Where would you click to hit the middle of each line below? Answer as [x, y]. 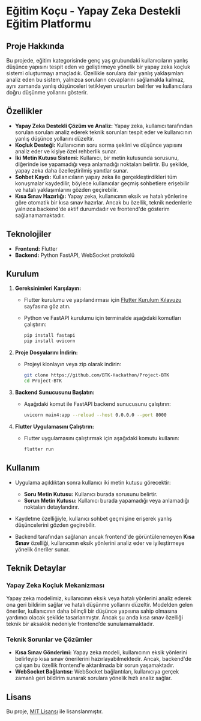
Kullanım [23, 468]
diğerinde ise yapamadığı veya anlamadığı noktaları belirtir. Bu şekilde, [102, 164]
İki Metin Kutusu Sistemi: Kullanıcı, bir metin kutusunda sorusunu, [97, 158]
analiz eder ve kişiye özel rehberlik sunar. [66, 151]
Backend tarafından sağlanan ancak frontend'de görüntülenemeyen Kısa [105, 536]
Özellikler [25, 112]
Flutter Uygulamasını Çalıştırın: [54, 426]
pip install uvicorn [49, 341]
